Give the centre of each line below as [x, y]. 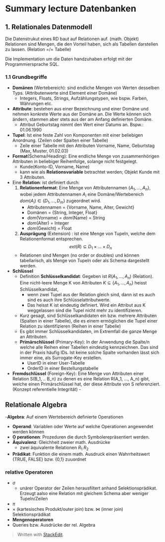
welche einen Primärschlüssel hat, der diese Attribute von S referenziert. [86, 384]
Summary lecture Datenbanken [71, 9]
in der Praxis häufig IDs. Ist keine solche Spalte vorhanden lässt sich [89, 353]
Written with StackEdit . [41, 534]
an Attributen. [34, 337]
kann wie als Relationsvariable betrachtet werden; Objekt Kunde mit [90, 172]
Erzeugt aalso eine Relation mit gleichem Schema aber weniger [84, 493]
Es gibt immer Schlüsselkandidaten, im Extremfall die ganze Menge [88, 331]
